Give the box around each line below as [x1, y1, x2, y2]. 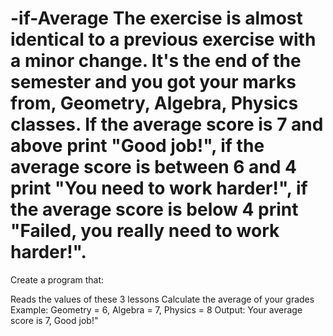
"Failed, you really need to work [10, 220, 280, 242]
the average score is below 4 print [10, 198, 299, 221]
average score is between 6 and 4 [10, 156, 297, 179]
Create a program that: [10, 273, 105, 286]
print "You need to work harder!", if [10, 177, 308, 200]
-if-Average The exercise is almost [10, 7, 303, 30]
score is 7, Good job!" [10, 314, 99, 326]
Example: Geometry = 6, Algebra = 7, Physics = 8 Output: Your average [10, 303, 303, 316]
